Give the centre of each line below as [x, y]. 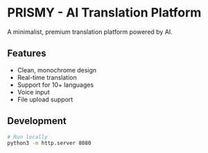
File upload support [45, 99]
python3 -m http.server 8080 [49, 143]
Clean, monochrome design [57, 70]
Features [27, 53]
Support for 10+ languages [55, 85]
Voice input [33, 92]
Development [37, 121]
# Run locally [28, 137]
